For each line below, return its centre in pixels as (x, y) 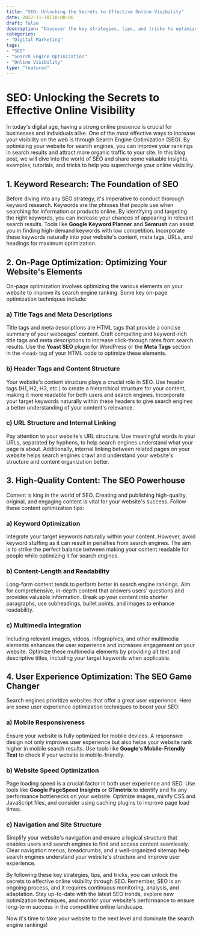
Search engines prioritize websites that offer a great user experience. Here (99, 701)
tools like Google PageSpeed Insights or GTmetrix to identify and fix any (97, 790)
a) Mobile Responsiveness (46, 722)
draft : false (23, 23)
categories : (21, 34)
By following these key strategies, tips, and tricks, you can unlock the (92, 875)
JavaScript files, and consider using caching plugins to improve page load (98, 802)
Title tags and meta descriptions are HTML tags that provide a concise (93, 328)
